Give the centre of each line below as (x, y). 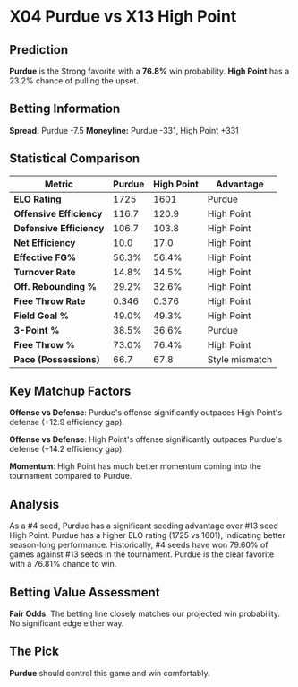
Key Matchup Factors (70, 391)
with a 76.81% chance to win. (63, 564)
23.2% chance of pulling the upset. (74, 81)
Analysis (34, 504)
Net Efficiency (45, 242)
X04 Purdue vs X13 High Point (123, 17)
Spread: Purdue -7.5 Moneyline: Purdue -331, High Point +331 (124, 130)
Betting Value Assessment (85, 592)
